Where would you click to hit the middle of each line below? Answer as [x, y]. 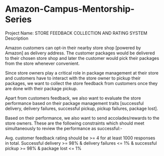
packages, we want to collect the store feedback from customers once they [82, 83]
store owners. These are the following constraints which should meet [75, 123]
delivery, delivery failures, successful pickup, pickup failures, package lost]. [82, 108]
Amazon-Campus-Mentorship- [70, 9]
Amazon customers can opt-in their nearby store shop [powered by [73, 48]
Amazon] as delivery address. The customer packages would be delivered [80, 53]
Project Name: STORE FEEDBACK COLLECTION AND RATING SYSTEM [76, 33]
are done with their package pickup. [41, 88]
